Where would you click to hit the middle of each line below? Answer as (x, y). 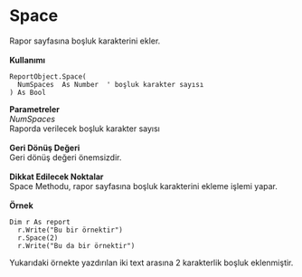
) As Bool (28, 92)
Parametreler (35, 109)
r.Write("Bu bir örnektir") (71, 230)
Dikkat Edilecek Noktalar (57, 177)
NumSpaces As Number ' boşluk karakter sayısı (111, 84)
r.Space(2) (38, 238)
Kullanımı (28, 60)
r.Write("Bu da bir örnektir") (76, 245)
